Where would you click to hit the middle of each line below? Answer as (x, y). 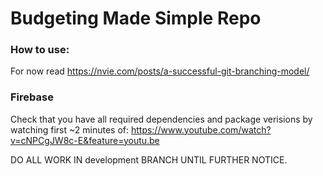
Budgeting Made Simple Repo (136, 18)
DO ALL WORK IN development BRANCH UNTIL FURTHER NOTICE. (149, 159)
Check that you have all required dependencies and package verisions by (161, 119)
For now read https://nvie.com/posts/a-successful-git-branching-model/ (160, 71)
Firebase (32, 97)
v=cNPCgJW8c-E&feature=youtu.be (85, 140)
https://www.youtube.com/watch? (201, 129)
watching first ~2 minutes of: (69, 129)
